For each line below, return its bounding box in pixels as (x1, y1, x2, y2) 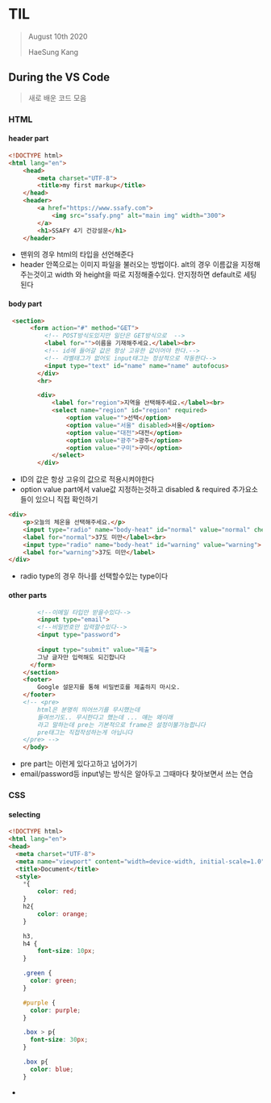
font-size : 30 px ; (29, 1036, 89, 1044)
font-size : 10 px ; (37, 947, 95, 955)
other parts (8, 590, 47, 600)
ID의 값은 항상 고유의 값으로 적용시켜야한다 (19, 474, 155, 484)
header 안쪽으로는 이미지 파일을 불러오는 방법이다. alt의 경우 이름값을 (19, 260, 240, 269)
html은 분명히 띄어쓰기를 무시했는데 (37, 705, 140, 714)
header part (8, 134, 49, 144)
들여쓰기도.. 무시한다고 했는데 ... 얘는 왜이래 (37, 713, 173, 721)
